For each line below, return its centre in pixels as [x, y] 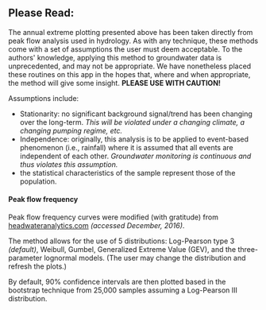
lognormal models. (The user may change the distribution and [145, 258]
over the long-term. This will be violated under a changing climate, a [132, 122]
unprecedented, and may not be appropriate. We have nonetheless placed [130, 66]
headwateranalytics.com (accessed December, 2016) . [96, 226]
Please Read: [41, 13]
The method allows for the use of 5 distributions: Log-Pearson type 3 [121, 241]
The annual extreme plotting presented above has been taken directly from [131, 32]
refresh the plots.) [38, 266]
